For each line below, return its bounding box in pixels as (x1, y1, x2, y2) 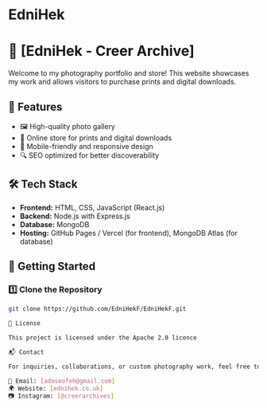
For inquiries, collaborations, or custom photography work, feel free (8, 363, 250, 371)
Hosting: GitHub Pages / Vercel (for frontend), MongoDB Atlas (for (19, 228, 238, 237)
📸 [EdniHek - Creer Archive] (8, 42, 195, 61)
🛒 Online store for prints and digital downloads (19, 133, 172, 143)
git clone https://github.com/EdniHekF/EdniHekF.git (8, 305, 187, 313)
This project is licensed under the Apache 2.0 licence (8, 334, 197, 342)
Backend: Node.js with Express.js (19, 211, 131, 221)
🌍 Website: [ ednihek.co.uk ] (8, 384, 104, 392)
